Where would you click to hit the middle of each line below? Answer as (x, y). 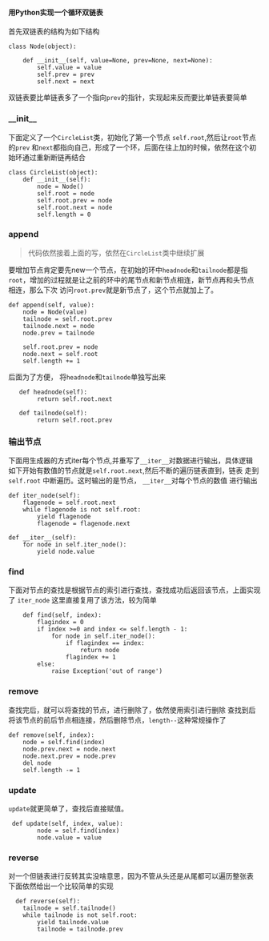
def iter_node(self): (44, 496)
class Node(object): (43, 47)
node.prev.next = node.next (69, 749)
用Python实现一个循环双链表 (56, 12)
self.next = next (66, 82)
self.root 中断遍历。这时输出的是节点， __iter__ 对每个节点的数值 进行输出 (133, 481)
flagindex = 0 (60, 623)
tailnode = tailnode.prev (80, 929)
